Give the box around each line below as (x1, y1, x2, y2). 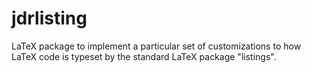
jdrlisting (11, 7, 88, 30)
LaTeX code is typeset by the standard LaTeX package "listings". (11, 50, 277, 62)
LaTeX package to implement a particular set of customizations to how (11, 40, 302, 52)
